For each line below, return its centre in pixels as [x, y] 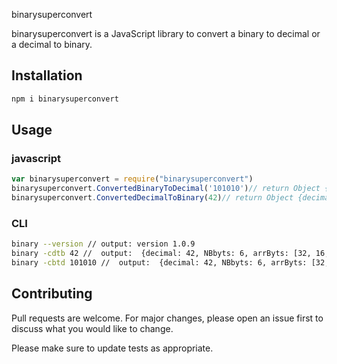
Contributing [52, 294]
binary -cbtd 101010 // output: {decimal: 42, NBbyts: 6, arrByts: [159, 263]
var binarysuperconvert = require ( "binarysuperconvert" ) [132, 179]
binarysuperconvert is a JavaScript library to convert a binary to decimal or [166, 33]
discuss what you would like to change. [92, 328]
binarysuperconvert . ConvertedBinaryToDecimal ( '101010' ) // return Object [166, 189]
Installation [47, 75]
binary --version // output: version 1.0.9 [103, 244]
